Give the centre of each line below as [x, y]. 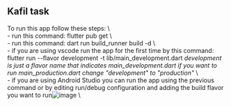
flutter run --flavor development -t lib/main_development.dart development [114, 58]
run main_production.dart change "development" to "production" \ [103, 73]
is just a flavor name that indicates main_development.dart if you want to [112, 65]
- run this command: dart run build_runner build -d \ [81, 43]
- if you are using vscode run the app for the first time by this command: [111, 50]
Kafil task [29, 12]
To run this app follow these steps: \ [58, 28]
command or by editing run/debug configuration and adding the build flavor [115, 87]
